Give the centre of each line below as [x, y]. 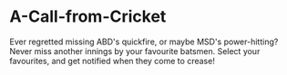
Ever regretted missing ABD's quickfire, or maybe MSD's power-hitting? [144, 42]
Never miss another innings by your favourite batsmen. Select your [135, 51]
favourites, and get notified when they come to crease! [113, 61]
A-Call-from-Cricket [88, 17]
